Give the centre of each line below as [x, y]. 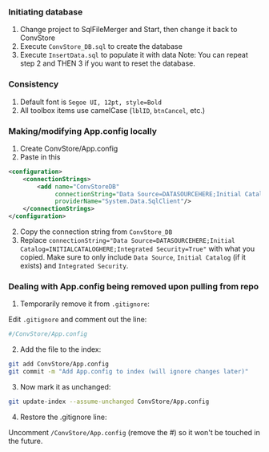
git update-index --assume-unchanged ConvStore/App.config [109, 402]
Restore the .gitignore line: [63, 417]
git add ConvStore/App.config [59, 364]
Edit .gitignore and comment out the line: [78, 320]
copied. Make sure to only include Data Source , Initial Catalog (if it [133, 257]
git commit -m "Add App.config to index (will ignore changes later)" [128, 372]
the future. [26, 441]
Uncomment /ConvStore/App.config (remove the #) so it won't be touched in [134, 432]
